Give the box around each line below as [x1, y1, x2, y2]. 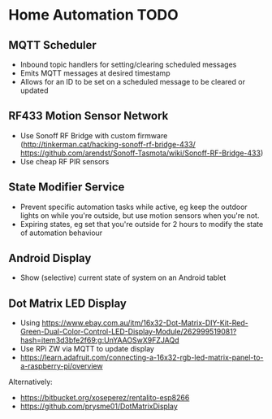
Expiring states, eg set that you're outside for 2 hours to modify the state [19, 219, 264, 229]
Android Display [8, 251, 92, 265]
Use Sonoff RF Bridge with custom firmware [19, 130, 168, 140]
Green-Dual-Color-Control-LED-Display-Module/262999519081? [19, 327, 237, 337]
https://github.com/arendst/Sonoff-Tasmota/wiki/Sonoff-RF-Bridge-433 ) [19, 148, 264, 158]
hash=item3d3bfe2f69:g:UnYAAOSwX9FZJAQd [19, 335, 180, 345]
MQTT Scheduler [8, 38, 97, 52]
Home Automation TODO [8, 6, 179, 24]
